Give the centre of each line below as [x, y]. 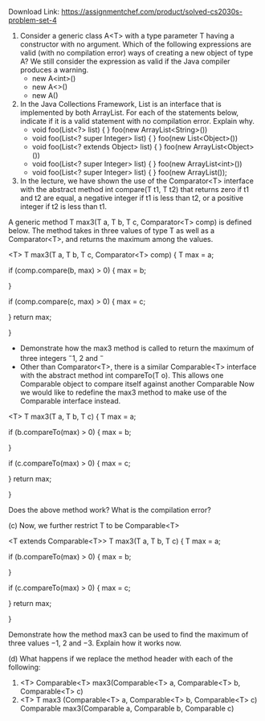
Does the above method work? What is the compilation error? [110, 510]
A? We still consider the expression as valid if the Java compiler [125, 61]
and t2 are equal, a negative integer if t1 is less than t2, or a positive [131, 198]
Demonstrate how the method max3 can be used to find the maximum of [128, 634]
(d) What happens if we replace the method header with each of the [121, 658]
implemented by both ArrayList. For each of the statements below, [129, 113]
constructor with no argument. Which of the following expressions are [135, 44]
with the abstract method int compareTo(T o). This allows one [122, 375]
